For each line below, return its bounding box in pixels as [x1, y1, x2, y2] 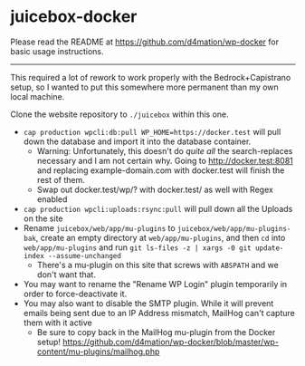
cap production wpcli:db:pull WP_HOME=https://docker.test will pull [23, 126, 281, 137]
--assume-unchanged [47, 251, 121, 260]
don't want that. [36, 269, 96, 280]
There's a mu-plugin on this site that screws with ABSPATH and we [36, 259, 279, 270]
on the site [23, 213, 63, 224]
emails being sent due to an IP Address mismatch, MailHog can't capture [23, 307, 295, 318]
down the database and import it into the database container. [23, 136, 252, 147]
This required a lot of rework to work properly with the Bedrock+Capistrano [10, 72, 291, 82]
